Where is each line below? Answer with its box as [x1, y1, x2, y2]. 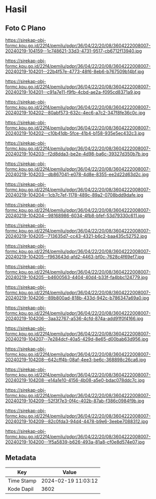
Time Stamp [8, 477, 37, 484]
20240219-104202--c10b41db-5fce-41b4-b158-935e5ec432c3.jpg [5, 130, 145, 136]
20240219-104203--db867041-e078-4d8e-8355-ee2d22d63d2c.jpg [5, 171, 149, 177]
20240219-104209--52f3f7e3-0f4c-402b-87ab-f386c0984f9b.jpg [5, 398, 145, 404]
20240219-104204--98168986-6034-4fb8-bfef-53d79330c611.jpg [5, 213, 145, 218]
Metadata [5, 453, 36, 462]
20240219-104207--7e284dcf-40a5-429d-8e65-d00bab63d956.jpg [5, 336, 148, 342]
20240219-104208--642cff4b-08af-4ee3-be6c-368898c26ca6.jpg [5, 357, 146, 363]
